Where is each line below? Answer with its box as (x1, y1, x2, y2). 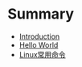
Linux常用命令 (18, 49, 66, 59)
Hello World (18, 40, 59, 49)
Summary (7, 5, 74, 23)
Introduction (18, 31, 60, 41)
